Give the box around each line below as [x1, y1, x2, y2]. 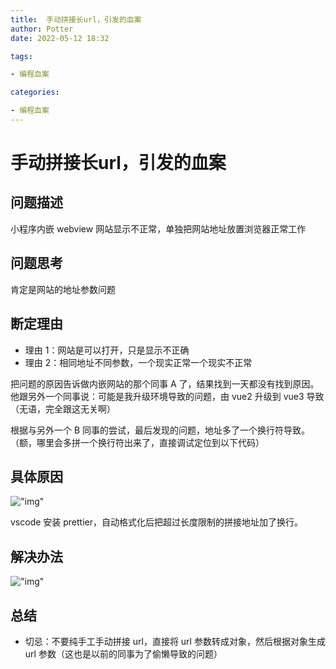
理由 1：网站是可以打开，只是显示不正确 [24, 344, 190, 356]
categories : [10, 87, 60, 98]
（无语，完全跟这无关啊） [10, 402, 116, 415]
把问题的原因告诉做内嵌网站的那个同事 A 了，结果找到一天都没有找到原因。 [10, 377, 320, 390]
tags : [10, 51, 33, 61]
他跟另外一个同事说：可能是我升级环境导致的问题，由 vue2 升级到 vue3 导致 [10, 390, 325, 402]
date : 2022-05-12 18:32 [10, 33, 110, 43]
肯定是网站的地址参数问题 [10, 283, 116, 295]
